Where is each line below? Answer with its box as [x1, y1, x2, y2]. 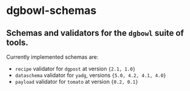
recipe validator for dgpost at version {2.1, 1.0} [15, 65, 136, 72]
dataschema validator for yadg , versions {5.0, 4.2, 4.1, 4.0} [15, 72, 166, 79]
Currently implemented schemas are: [6, 53, 99, 61]
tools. [6, 37, 28, 47]
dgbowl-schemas [6, 4, 97, 18]
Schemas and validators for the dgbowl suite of [6, 28, 185, 38]
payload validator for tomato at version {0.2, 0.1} [15, 78, 139, 85]
